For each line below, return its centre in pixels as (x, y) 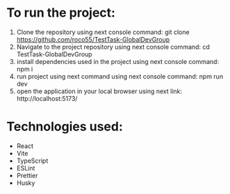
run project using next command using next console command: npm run (120, 76)
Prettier (27, 175)
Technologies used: (65, 127)
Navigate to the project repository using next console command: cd (113, 47)
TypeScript (32, 161)
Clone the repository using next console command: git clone (103, 32)
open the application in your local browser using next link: (99, 91)
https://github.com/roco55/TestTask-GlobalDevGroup (93, 39)
